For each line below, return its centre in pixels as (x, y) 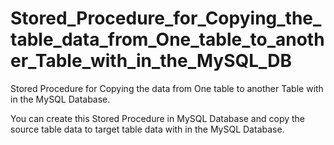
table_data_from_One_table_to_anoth (167, 39)
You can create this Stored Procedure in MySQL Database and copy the (158, 118)
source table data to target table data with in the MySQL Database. (147, 129)
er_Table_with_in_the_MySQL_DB (151, 61)
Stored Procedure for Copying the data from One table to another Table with (167, 88)
